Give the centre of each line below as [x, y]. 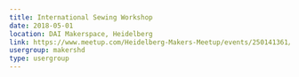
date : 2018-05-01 [41, 26]
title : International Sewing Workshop [81, 17]
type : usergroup [39, 58]
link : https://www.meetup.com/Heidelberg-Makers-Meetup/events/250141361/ [151, 42]
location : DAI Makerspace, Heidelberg [81, 34]
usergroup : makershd [48, 50]
